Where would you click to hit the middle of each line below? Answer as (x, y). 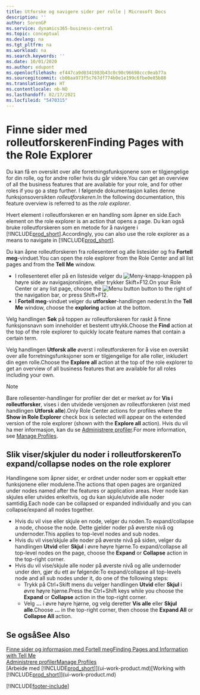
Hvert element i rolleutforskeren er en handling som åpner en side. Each (93, 214)
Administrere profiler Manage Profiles (51, 662)
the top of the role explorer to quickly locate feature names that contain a (96, 332)
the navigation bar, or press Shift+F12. (61, 295)
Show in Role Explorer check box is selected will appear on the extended (96, 417)
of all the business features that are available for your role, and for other (94, 184)
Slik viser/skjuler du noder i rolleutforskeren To (94, 454)
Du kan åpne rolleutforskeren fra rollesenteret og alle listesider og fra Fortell (99, 251)
